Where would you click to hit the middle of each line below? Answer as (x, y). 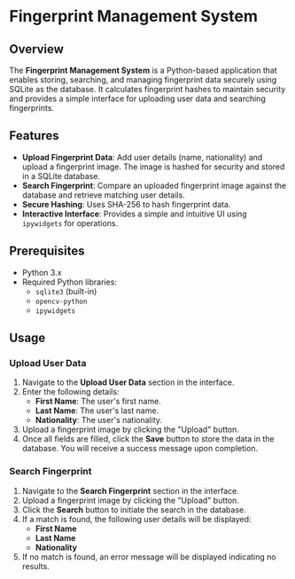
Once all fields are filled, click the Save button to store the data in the (148, 439)
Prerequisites (47, 251)
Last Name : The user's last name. (97, 411)
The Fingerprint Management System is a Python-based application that (143, 70)
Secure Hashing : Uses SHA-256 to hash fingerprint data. (126, 204)
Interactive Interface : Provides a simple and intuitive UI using (134, 214)
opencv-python (61, 301)
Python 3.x (42, 272)
